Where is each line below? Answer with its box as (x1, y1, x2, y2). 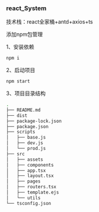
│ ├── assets (6, 156, 44, 162)
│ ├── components (6, 162, 54, 168)
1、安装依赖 (6, 43, 34, 51)
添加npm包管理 (6, 31, 43, 38)
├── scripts (6, 129, 35, 135)
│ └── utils (6, 195, 41, 201)
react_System (6, 4, 47, 12)
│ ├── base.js (6, 135, 46, 141)
